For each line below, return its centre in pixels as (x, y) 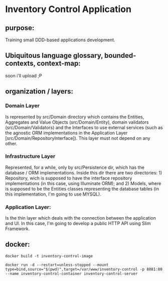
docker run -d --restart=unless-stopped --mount (57, 265)
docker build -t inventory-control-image (49, 256)
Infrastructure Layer (30, 156)
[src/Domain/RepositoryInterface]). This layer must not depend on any (78, 138)
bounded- (120, 56)
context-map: (59, 64)
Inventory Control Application (68, 9)
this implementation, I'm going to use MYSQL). (53, 194)
